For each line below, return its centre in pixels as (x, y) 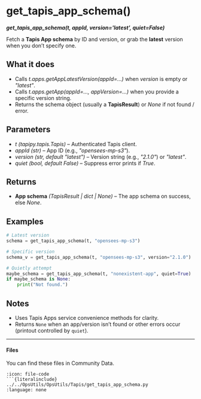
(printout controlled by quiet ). (51, 330)
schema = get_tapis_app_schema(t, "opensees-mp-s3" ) (73, 241)
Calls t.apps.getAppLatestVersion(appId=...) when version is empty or (101, 78)
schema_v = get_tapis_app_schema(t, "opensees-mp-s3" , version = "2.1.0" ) (99, 257)
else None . (28, 202)
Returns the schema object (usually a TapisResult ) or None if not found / (104, 104)
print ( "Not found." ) (42, 285)
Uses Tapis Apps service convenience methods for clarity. (87, 318)
